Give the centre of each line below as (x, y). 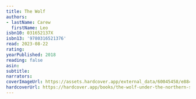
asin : (13, 66)
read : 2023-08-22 (27, 44)
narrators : (19, 76)
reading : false (24, 60)
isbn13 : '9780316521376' (36, 38)
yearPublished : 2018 (31, 55)
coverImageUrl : (24, 82)
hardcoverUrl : (23, 87)
